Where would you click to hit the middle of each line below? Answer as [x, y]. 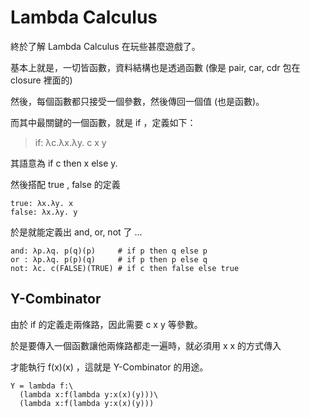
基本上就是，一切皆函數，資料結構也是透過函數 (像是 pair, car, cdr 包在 [155, 67]
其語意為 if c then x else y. [64, 163]
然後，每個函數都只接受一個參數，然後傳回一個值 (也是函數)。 [137, 101]
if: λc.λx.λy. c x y [70, 142]
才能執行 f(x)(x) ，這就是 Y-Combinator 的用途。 [109, 367]
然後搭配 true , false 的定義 [65, 184]
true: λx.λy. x [42, 203]
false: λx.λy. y [44, 212]
